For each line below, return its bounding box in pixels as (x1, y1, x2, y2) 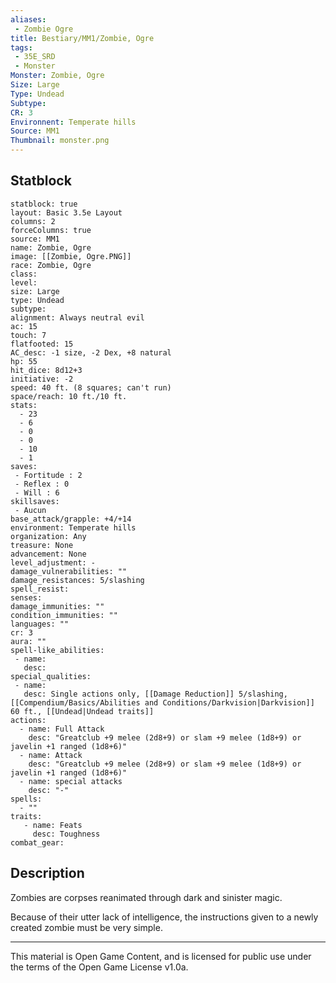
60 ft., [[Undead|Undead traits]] (10, 706, 155, 716)
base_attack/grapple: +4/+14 (10, 514, 132, 524)
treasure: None (10, 540, 74, 550)
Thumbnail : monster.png (10, 136, 110, 146)
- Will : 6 (14, 487, 60, 498)
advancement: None (10, 549, 87, 559)
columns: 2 (10, 216, 56, 226)
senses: (10, 592, 43, 603)
